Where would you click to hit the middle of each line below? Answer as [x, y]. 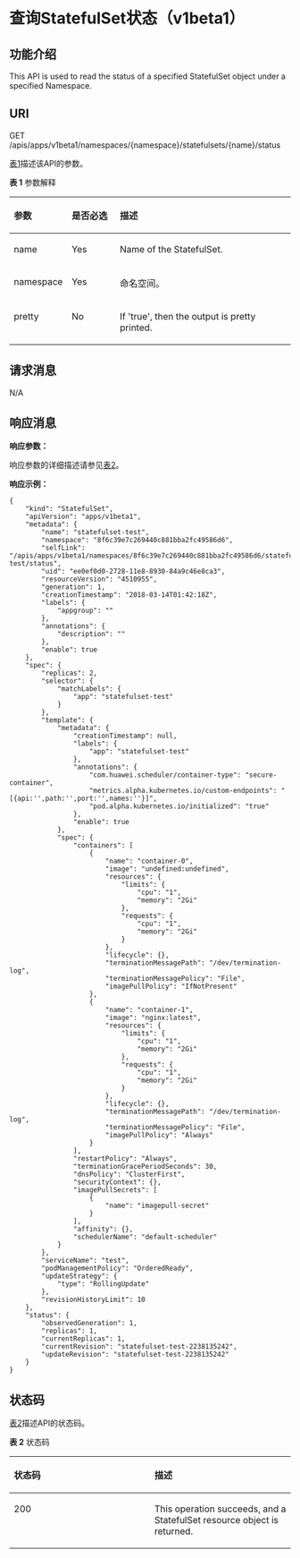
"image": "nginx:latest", [153, 1018]
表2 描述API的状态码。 [49, 1423]
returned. [174, 1531]
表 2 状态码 [30, 1443]
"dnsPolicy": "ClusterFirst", [129, 1175]
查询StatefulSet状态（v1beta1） [127, 18]
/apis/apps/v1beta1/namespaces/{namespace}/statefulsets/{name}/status [145, 145]
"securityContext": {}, [117, 1182]
